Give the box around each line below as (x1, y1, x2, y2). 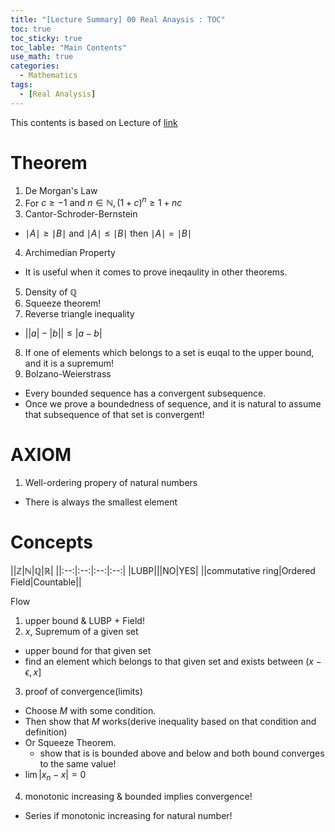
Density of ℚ (24, 286, 78, 298)
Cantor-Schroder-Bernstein (24, 208, 138, 220)
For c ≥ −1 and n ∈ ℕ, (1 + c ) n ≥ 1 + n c (24, 195, 183, 209)
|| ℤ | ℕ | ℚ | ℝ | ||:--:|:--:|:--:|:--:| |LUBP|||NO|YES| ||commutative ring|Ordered (10, 565, 316, 577)
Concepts (10, 531, 93, 554)
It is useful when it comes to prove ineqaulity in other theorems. (24, 266, 288, 278)
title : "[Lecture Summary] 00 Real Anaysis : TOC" (10, 14, 226, 25)
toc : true (10, 24, 52, 34)
